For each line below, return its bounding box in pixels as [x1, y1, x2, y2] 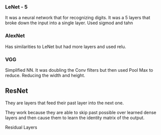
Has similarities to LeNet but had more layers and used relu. [5, 44, 127, 49]
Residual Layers [5, 124, 37, 130]
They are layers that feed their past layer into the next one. [5, 100, 124, 106]
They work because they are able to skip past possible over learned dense [5, 109, 157, 115]
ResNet [5, 87, 29, 95]
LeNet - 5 [5, 3, 28, 10]
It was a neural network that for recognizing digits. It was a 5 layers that [5, 15, 151, 21]
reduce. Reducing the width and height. [5, 72, 85, 78]
